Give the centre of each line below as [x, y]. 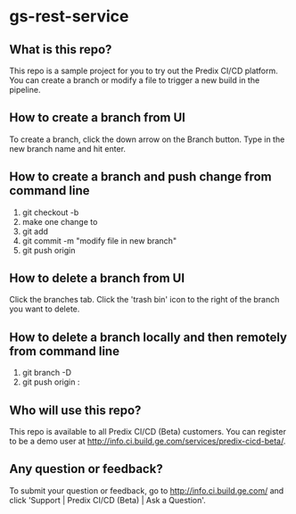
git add [35, 231]
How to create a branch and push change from [140, 177]
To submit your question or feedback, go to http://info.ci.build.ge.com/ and [147, 490]
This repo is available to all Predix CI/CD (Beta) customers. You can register [148, 432]
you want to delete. [45, 309]
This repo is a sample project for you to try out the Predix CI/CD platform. [144, 70]
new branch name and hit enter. [68, 148]
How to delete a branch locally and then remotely [148, 337]
